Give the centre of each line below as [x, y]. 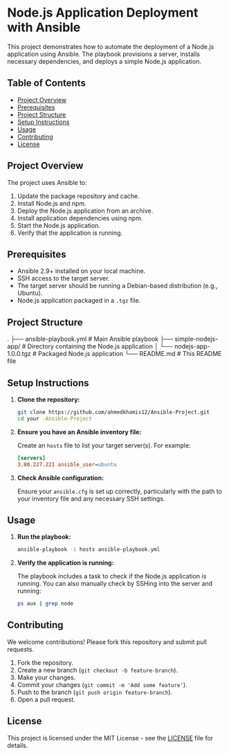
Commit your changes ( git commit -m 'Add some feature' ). [102, 684]
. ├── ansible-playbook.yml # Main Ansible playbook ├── [90, 339]
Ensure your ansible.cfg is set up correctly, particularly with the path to [120, 491]
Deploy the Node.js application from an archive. [85, 211]
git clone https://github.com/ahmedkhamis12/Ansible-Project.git [113, 412]
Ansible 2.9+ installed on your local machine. [81, 271]
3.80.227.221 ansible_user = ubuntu [67, 464]
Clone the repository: [48, 399]
